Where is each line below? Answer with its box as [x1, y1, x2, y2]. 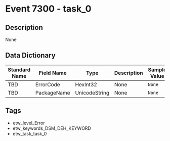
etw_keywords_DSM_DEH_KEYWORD [12, 125, 91, 131]
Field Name [38, 69, 67, 76]
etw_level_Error [12, 120, 45, 126]
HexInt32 [75, 81, 98, 88]
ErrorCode [35, 81, 60, 88]
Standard [8, 66, 31, 73]
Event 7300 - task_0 [5, 3, 92, 15]
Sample [148, 66, 167, 73]
